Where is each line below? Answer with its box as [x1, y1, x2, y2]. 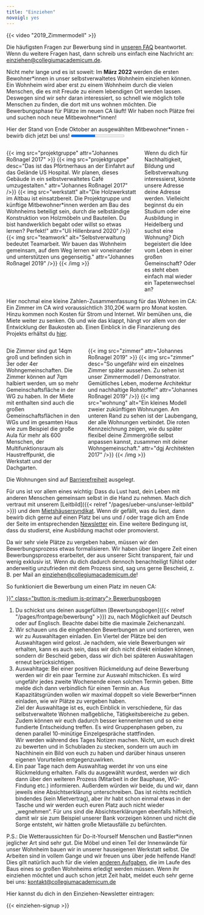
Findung [15, 782, 37, 789]
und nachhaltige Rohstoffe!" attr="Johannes [88, 386, 198, 393]
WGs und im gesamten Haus [6, 418, 78, 425]
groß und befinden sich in [6, 353, 71, 361]
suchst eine [144, 227, 174, 234]
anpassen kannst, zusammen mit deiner [88, 438, 188, 445]
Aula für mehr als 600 [6, 432, 61, 439]
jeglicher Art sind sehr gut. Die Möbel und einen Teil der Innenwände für [6, 839, 188, 847]
